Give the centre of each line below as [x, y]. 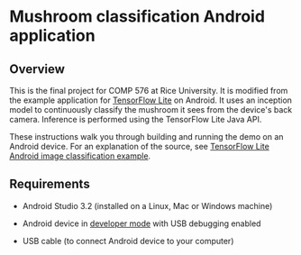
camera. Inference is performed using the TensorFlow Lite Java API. [136, 119]
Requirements [50, 184]
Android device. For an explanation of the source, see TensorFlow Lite [140, 146]
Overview [37, 69]
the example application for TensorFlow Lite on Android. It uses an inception [151, 100]
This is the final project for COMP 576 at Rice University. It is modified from [149, 91]
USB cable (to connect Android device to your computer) [128, 241]
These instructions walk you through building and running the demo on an [146, 137]
